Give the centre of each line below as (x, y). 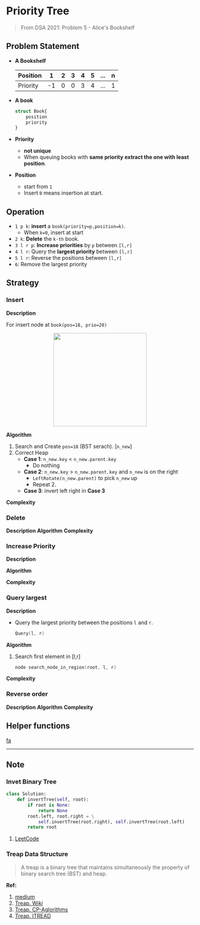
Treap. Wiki (29, 903)
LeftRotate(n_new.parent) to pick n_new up (85, 478)
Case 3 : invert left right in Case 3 (64, 490)
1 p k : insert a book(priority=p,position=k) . (70, 226)
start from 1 (38, 187)
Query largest (26, 598)
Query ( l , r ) (29, 633)
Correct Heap (32, 453)
